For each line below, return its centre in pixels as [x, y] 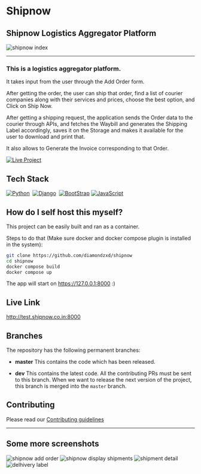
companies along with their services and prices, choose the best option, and [100, 99]
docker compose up [29, 272]
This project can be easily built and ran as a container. [73, 227]
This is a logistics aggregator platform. [64, 68]
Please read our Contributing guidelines [55, 419]
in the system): [25, 244]
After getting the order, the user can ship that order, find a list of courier [95, 93]
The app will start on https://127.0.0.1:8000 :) [61, 283]
